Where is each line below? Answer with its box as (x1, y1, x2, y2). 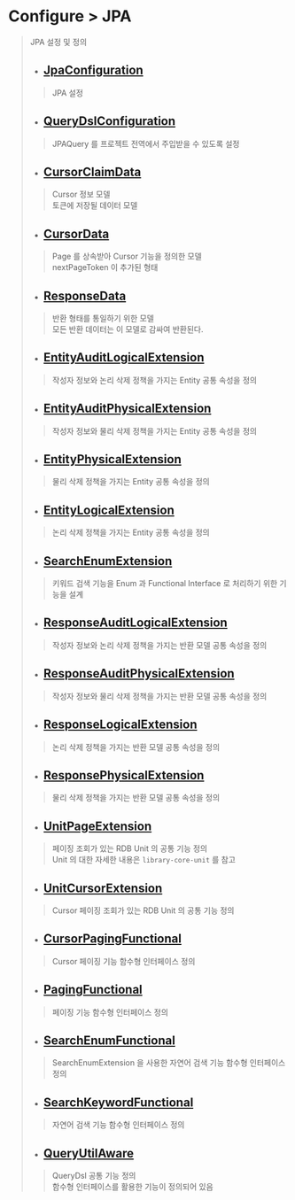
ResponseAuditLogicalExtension (43, 615, 228, 631)
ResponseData (43, 288, 127, 303)
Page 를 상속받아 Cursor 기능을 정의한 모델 (51, 251, 203, 262)
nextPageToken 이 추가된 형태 (51, 262, 159, 273)
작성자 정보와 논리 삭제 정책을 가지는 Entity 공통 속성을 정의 (51, 375, 258, 385)
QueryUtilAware (43, 1145, 135, 1161)
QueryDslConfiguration (43, 113, 176, 129)
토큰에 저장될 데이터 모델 (51, 200, 138, 211)
